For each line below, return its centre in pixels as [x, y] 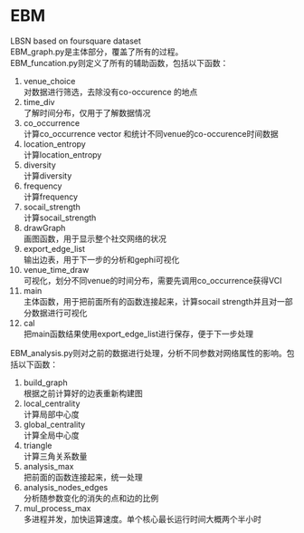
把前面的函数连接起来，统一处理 [83, 477]
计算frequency [51, 197]
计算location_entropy [62, 154]
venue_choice [49, 81]
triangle [38, 445]
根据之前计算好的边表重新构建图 [83, 393]
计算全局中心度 [51, 435]
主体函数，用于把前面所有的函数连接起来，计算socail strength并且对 [150, 301]
